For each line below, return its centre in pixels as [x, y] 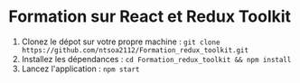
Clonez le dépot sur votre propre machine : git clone [121, 41]
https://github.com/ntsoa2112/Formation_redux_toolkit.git [135, 50]
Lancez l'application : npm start [80, 69]
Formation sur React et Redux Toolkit [150, 17]
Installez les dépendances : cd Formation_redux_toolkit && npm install [156, 59]
